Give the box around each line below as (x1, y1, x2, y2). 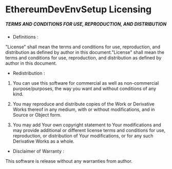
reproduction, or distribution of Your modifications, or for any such (12, 133, 154, 139)
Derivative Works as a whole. (12, 138, 74, 144)
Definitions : (12, 34, 39, 40)
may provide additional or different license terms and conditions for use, (12, 127, 166, 134)
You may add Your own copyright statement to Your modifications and (12, 122, 162, 128)
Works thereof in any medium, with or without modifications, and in (12, 106, 155, 112)
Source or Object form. (12, 112, 62, 118)
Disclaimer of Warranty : (12, 148, 64, 155)
